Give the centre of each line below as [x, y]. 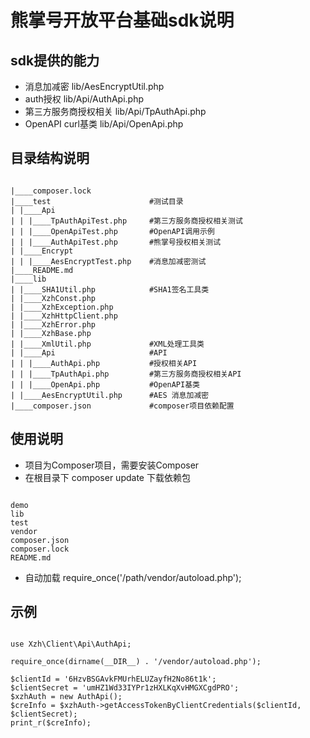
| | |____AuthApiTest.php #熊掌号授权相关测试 [116, 242]
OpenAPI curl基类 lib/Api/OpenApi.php [104, 124]
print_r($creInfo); [51, 723]
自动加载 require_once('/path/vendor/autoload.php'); [133, 577]
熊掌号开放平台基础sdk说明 [122, 20]
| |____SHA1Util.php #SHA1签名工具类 [110, 289]
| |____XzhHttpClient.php [64, 316]
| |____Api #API [89, 352]
